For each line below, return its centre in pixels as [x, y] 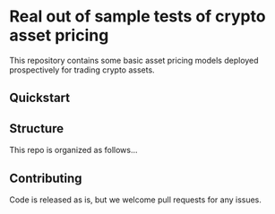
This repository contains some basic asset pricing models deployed [134, 60]
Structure [37, 128]
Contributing [46, 178]
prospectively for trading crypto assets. [82, 70]
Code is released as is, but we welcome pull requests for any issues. [136, 200]
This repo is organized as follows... [73, 150]
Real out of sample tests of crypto [137, 17]
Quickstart [40, 98]
